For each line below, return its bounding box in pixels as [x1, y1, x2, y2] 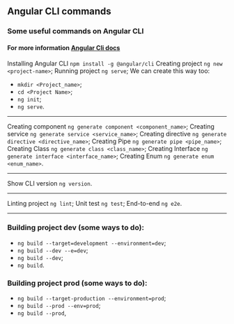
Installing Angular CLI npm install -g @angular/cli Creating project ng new [7, 59, 223, 67]
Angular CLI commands [7, 6, 111, 17]
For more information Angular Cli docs [7, 43, 120, 51]
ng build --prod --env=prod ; [17, 302, 101, 310]
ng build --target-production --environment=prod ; [17, 294, 166, 302]
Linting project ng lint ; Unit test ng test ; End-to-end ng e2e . [7, 199, 182, 207]
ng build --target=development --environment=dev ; [17, 238, 166, 247]
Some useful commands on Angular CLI [7, 26, 144, 36]
